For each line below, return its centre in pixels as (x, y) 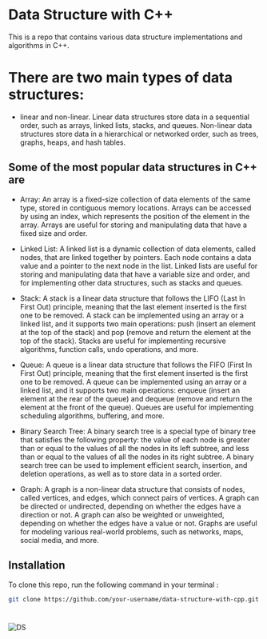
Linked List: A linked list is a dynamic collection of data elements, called (137, 249)
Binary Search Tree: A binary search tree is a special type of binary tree (137, 431)
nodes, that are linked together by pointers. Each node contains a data (135, 257)
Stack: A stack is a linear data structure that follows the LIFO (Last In (132, 298)
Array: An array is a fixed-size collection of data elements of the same (135, 199)
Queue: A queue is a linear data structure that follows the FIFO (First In (136, 365)
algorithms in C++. (39, 45)
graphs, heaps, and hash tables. (73, 142)
